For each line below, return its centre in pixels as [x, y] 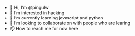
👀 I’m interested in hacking [37, 13]
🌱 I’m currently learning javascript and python [56, 18]
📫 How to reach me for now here [44, 28]
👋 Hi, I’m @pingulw [29, 8]
